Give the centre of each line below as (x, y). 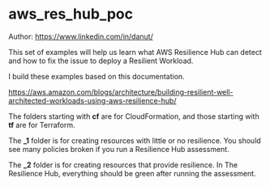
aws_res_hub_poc (71, 14)
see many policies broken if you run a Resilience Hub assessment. (119, 149)
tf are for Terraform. (42, 125)
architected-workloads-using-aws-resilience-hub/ (92, 100)
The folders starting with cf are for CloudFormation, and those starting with (134, 116)
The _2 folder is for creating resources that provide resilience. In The (123, 165)
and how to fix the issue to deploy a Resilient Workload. (101, 61)
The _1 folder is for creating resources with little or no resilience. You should (135, 140)
